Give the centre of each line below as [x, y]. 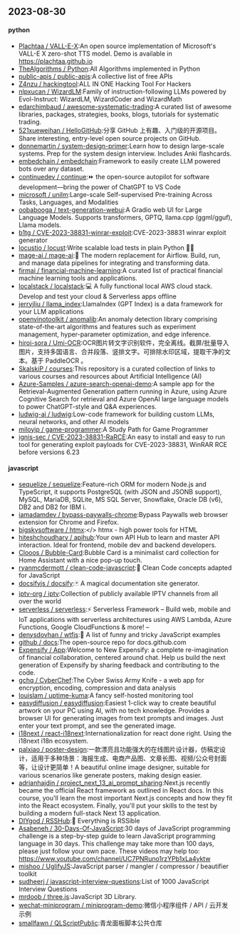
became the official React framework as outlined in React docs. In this [121, 790]
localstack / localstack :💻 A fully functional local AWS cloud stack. [115, 286]
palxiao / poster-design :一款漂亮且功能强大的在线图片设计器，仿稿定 [119, 749]
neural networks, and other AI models [74, 421]
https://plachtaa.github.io [56, 61]
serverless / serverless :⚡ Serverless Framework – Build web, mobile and [124, 609]
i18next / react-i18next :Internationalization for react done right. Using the [125, 733]
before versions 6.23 [49, 452]
